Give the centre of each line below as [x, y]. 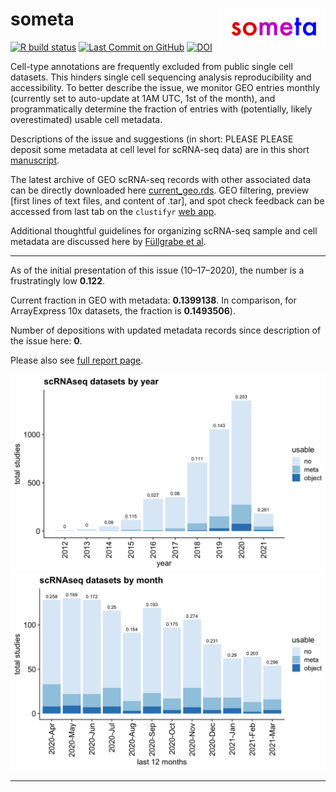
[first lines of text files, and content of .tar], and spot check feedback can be [167, 200]
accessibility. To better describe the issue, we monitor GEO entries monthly [165, 87]
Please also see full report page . [77, 360]
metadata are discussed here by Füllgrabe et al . [108, 241]
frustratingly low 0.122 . [58, 280]
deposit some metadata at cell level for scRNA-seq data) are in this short [160, 149]
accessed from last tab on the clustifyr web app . [113, 211]
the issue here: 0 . [46, 340]
